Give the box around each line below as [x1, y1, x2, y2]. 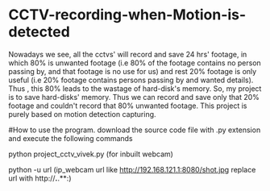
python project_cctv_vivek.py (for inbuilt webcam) [8, 149, 173, 159]
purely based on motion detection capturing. [8, 109, 156, 118]
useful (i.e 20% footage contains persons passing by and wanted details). [8, 75, 254, 85]
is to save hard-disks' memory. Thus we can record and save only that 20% [8, 92, 260, 102]
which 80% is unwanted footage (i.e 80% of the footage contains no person [8, 58, 262, 68]
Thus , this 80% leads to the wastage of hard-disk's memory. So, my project [8, 83, 262, 93]
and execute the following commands [8, 133, 133, 143]
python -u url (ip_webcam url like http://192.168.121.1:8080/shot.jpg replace [8, 164, 256, 174]
